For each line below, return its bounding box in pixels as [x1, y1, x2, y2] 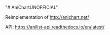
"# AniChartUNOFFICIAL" [5, 5, 58, 10]
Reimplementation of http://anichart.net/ [5, 14, 90, 20]
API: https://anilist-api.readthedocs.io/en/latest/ [5, 24, 105, 30]
